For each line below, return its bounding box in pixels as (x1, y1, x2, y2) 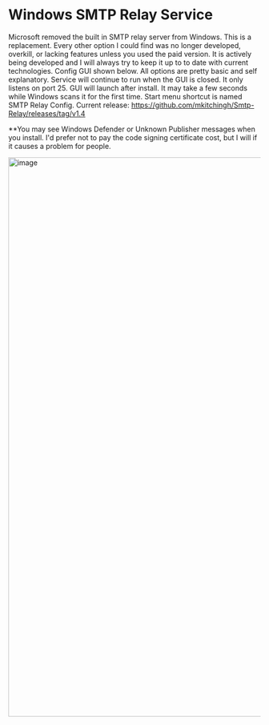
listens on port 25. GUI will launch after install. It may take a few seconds (8, 83, 248, 93)
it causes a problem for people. (8, 141, 111, 151)
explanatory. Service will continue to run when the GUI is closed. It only (8, 75, 244, 84)
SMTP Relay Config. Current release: (8, 100, 130, 110)
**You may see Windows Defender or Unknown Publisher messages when (8, 124, 256, 134)
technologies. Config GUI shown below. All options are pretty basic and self (8, 66, 258, 75)
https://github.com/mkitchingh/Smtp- (130, 100, 255, 110)
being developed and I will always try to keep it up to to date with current (8, 58, 249, 67)
